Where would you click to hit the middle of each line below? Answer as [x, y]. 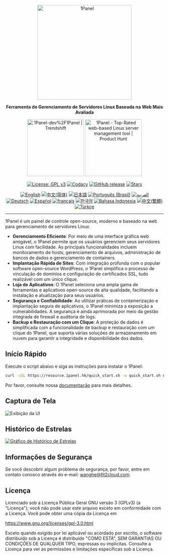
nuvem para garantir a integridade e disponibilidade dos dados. [78, 338]
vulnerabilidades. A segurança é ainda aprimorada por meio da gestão [85, 311]
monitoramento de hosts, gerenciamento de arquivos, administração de [87, 252]
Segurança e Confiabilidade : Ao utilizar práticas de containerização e [85, 301]
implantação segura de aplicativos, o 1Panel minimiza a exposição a [83, 306]
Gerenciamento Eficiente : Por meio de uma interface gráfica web [81, 236]
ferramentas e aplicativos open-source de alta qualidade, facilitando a [85, 290]
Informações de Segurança [49, 457]
